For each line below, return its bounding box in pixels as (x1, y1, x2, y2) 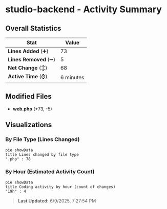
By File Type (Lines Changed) (5, 136, 80, 143)
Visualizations (5, 121, 52, 129)
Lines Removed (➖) (8, 56, 55, 63)
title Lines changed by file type (5, 152, 79, 157)
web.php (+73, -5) (12, 106, 52, 112)
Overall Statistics (5, 24, 61, 33)
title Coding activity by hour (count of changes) (5, 184, 116, 190)
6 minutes (60, 74, 85, 81)
